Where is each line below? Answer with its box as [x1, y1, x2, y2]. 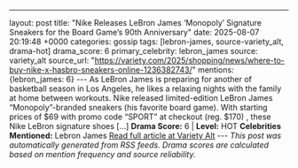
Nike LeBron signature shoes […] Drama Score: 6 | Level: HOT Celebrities [9, 121, 281, 131]
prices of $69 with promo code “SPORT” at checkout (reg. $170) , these [9, 111, 271, 122]
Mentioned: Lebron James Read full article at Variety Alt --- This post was [9, 130, 282, 141]
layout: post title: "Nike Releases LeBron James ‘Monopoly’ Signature [9, 18, 263, 27]
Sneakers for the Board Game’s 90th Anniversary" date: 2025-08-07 [9, 27, 260, 37]
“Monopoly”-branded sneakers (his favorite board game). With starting [9, 103, 268, 112]
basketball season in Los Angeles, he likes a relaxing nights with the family [9, 83, 282, 94]
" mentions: [192, 65, 234, 75]
